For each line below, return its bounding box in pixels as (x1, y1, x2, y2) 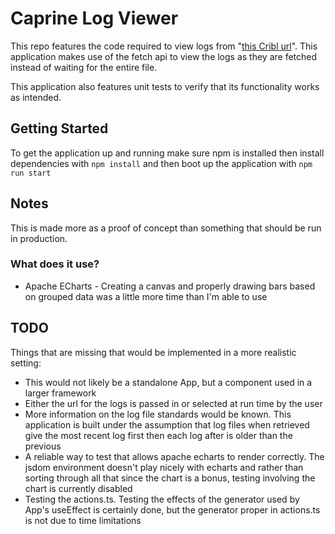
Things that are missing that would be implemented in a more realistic (10, 346, 297, 358)
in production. (10, 232, 68, 244)
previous (24, 440, 62, 452)
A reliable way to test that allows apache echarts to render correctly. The (24, 450, 325, 462)
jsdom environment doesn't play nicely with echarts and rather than (24, 461, 304, 473)
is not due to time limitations (24, 514, 142, 526)
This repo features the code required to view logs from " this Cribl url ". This (10, 40, 318, 52)
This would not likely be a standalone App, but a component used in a (24, 376, 313, 388)
